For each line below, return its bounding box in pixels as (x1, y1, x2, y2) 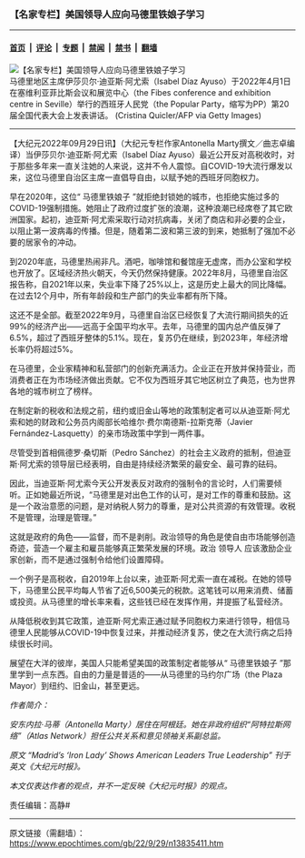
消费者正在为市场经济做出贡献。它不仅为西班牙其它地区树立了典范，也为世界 (9, 374, 296, 385)
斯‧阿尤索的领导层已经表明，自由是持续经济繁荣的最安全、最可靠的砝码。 (9, 458, 283, 469)
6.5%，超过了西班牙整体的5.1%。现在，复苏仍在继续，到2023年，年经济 (9, 332, 280, 343)
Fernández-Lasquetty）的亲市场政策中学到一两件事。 (9, 428, 210, 439)
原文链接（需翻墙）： (9, 827, 85, 838)
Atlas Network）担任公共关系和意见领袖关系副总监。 (28, 730, 226, 741)
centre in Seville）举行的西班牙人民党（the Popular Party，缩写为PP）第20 (9, 98, 290, 109)
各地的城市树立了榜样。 (9, 385, 97, 397)
